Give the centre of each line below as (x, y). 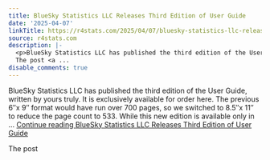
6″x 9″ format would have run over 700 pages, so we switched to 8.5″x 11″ (131, 107)
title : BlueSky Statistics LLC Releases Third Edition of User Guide (127, 16)
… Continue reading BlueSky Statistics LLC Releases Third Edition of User (130, 124)
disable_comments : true (48, 68)
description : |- (35, 46)
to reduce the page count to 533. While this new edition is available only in (131, 116)
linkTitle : (27, 30)
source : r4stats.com (43, 38)
